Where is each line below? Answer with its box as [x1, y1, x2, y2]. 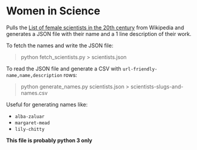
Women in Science [6, 4, 101, 18]
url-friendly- [122, 66, 158, 72]
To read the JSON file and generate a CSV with [6, 65, 121, 72]
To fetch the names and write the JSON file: [6, 42, 114, 49]
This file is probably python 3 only [6, 136, 93, 144]
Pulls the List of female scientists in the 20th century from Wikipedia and [6, 24, 185, 31]
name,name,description [6, 72, 62, 78]
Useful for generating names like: [6, 100, 88, 108]
